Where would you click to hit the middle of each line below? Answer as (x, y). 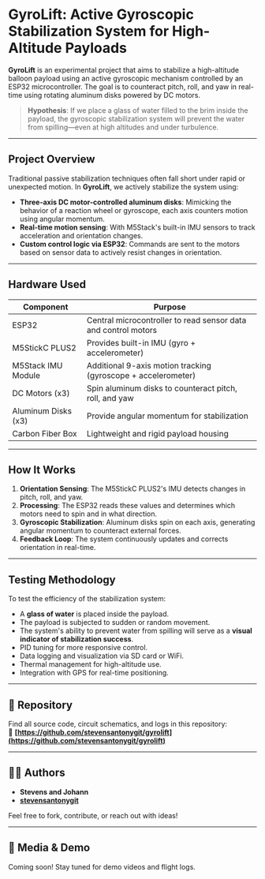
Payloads (96, 48)
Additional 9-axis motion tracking (149, 365)
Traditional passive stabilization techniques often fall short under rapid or (127, 178)
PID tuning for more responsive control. (84, 648)
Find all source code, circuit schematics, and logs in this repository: (118, 724)
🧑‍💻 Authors (37, 773)
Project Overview (52, 159)
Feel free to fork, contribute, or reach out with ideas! (93, 815)
